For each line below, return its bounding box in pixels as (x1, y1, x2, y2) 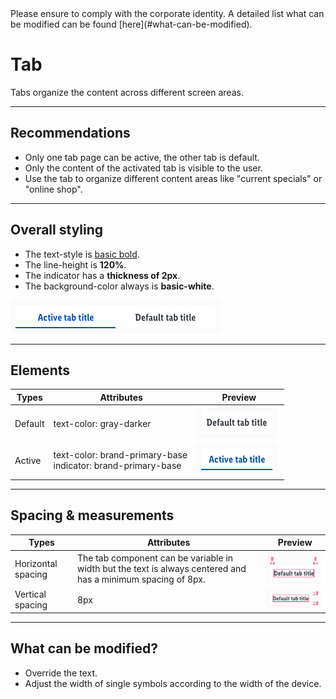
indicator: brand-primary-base (53, 460, 182, 472)
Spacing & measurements (10, 507, 175, 524)
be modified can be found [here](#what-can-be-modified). (10, 18, 253, 30)
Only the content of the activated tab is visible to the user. (24, 162, 263, 174)
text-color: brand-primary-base (53, 449, 188, 461)
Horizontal (14, 557, 58, 569)
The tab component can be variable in (76, 552, 234, 564)
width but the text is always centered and (76, 563, 247, 575)
